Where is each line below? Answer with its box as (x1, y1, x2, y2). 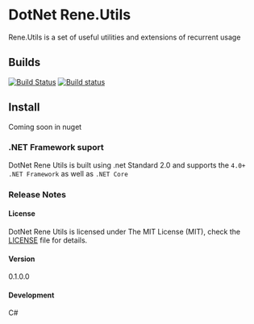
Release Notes (8, 189, 67, 200)
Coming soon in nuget (8, 122, 82, 131)
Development (8, 290, 55, 300)
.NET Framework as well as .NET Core (8, 168, 129, 178)
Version (8, 254, 35, 264)
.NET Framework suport (8, 142, 104, 153)
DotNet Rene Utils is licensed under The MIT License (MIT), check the (8, 226, 240, 236)
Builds (8, 56, 41, 69)
